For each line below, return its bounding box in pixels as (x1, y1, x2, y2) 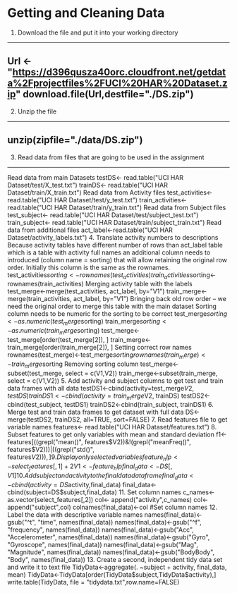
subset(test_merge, (7, 369, 64, 377)
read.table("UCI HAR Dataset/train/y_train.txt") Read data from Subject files (7, 203, 226, 212)
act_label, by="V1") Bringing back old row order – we (73, 295, 227, 303)
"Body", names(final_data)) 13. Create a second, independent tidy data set (7, 555, 223, 563)
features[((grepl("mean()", (7, 438, 83, 446)
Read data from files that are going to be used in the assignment (17, 153, 205, 161)
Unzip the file (17, 107, 57, 116)
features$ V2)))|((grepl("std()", (7, 446, 95, 454)
